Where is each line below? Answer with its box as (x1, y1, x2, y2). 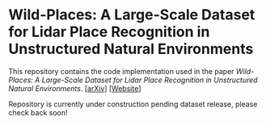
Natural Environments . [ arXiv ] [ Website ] (8, 83, 141, 93)
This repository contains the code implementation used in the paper (8, 66, 234, 76)
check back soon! (8, 107, 68, 118)
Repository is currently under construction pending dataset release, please (8, 99, 258, 109)
